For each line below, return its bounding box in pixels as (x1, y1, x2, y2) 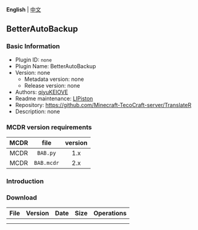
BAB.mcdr (34, 159, 60, 166)
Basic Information (6, 42, 60, 51)
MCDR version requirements (6, 123, 93, 131)
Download (6, 193, 38, 201)
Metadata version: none (24, 75, 84, 83)
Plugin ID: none (15, 56, 52, 63)
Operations (93, 209, 127, 218)
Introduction (6, 176, 44, 185)
